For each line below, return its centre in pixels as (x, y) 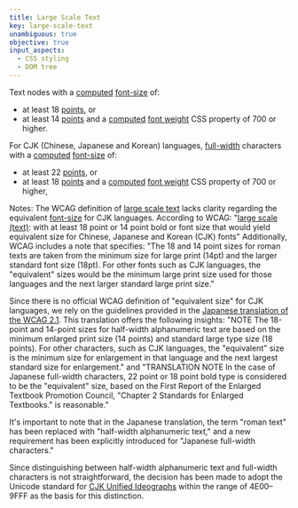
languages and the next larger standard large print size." (112, 283)
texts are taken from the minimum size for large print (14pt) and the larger (143, 255)
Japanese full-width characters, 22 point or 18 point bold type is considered (148, 376)
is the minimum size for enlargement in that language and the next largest (144, 357)
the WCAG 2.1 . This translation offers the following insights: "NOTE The (139, 320)
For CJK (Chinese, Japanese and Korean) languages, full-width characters (145, 145)
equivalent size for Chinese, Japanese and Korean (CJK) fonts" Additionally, (149, 236)
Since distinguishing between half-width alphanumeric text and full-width (143, 467)
